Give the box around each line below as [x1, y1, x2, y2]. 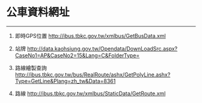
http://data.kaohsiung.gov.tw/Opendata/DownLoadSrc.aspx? [26, 45, 178, 52]
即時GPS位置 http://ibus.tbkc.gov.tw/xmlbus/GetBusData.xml [14, 32, 167, 39]
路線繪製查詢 [14, 64, 47, 71]
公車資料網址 [6, 5, 70, 19]
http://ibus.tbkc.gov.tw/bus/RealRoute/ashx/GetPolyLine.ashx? [14, 70, 171, 78]
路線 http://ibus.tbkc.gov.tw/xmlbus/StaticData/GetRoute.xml [14, 90, 166, 97]
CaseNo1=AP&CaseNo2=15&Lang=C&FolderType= [14, 52, 140, 59]
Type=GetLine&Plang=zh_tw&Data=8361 [14, 77, 116, 84]
